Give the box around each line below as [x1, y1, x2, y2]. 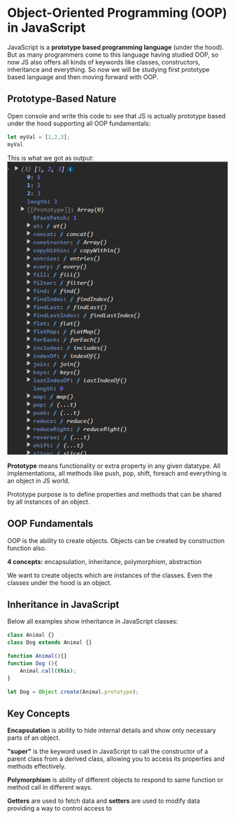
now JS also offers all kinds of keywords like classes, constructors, [7, 57, 201, 66]
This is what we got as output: [7, 153, 94, 162]
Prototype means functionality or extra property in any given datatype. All [7, 461, 221, 470]
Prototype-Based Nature [7, 93, 117, 105]
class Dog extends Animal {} [7, 639, 92, 646]
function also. [7, 544, 47, 552]
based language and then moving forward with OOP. [7, 72, 159, 81]
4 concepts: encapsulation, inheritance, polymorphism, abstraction [7, 557, 202, 565]
